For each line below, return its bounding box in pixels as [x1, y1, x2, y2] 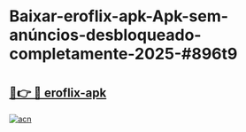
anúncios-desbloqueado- [9, 25, 202, 45]
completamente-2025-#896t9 [9, 44, 238, 64]
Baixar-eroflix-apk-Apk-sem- [9, 6, 228, 27]
